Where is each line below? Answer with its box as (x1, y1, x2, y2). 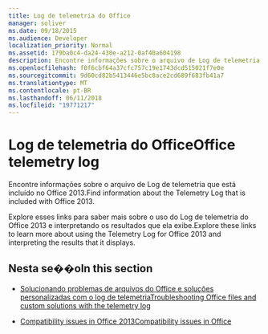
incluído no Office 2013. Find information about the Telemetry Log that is (8, 188, 246, 198)
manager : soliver (8, 19, 67, 27)
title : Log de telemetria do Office (8, 11, 131, 20)
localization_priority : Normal (8, 42, 113, 50)
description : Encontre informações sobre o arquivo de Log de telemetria (8, 57, 261, 65)
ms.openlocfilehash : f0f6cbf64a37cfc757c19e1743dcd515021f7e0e (8, 64, 225, 72)
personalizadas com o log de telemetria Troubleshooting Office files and (19, 292, 257, 302)
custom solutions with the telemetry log (19, 300, 151, 310)
